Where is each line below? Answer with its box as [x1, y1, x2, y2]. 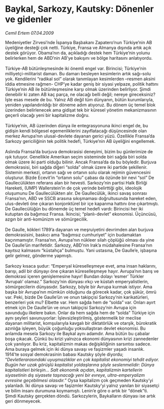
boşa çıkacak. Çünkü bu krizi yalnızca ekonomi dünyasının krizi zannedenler [5, 336, 159, 341]
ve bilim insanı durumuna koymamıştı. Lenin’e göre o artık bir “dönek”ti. [5, 387, 148, 393]
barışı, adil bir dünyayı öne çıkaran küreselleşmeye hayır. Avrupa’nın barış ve [5, 268, 159, 274]
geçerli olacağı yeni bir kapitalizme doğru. [5, 112, 90, 118]
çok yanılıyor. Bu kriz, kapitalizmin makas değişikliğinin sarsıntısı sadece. [5, 341, 152, 347]
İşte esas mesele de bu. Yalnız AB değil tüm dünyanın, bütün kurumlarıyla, [5, 96, 154, 102]
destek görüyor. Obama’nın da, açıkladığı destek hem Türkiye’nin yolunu [5, 50, 150, 56]
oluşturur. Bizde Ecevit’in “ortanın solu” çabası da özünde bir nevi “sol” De [5, 175, 154, 181]
